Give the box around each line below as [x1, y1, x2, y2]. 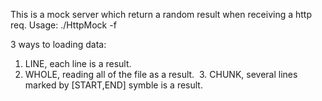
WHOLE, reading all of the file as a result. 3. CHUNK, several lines [24, 69, 298, 80]
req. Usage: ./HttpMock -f [10, 19, 117, 31]
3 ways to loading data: [10, 39, 107, 50]
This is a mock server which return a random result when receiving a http [10, 9, 313, 20]
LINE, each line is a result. [24, 58, 132, 69]
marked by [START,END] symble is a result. [24, 79, 203, 91]
